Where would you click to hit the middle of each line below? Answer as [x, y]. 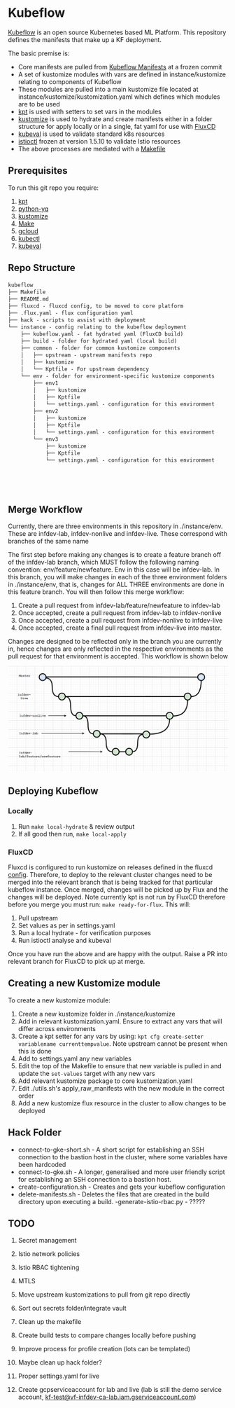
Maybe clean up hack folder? [60, 1362]
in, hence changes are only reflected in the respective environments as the [116, 649]
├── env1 [46, 383]
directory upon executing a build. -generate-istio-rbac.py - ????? [112, 1201]
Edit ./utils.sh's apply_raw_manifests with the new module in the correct [121, 1088]
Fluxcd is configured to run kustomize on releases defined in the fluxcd [111, 867]
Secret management [47, 1241]
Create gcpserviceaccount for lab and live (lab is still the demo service [120, 1390]
